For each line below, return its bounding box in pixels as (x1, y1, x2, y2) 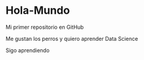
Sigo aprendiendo (5, 46, 50, 54)
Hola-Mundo (5, 4, 70, 17)
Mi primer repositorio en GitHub (5, 23, 84, 31)
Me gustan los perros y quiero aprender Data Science (5, 35, 139, 42)
